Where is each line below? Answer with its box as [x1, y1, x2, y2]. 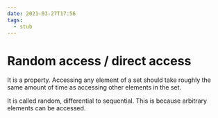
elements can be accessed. [7, 104, 86, 112]
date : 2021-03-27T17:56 [7, 10, 76, 17]
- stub [13, 23, 33, 30]
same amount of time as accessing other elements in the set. [7, 83, 182, 92]
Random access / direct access [7, 53, 192, 69]
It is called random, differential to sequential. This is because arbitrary [7, 96, 207, 105]
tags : [7, 17, 23, 24]
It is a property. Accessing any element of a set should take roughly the [7, 76, 212, 84]
